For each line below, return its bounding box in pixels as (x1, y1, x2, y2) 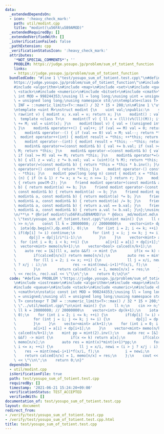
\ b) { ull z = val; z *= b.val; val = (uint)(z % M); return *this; (14, 157, 159, 162)
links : (14, 67, 27, 72)
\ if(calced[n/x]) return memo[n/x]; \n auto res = (14, 253, 150, 258)
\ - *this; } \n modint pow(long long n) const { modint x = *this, (14, 171, 161, 176)
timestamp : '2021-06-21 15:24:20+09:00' (9, 385, 93, 390)
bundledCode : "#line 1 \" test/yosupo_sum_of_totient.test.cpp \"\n (9, 75, 147, 80)
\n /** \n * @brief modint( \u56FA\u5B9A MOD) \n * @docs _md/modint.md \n (14, 212, 159, 217)
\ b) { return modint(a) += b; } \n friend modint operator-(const (14, 185, 159, 190)
